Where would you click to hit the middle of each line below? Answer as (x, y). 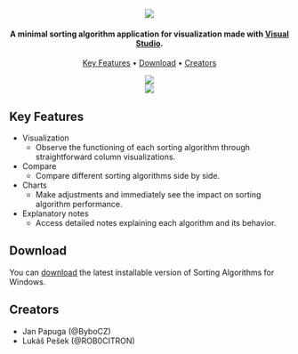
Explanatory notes (55, 213)
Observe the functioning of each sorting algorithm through (143, 148)
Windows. (28, 282)
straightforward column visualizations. (105, 157)
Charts (34, 185)
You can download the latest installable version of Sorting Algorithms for (142, 272)
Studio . (149, 43)
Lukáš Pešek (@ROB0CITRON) (78, 341)
